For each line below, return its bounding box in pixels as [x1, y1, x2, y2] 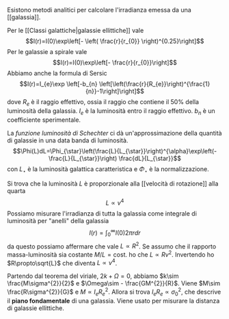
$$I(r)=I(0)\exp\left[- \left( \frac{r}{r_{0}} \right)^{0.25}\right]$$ [25, 37, 204, 45]
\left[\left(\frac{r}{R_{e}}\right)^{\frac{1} [98, 80, 211, 88]
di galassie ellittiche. [7, 304, 65, 312]
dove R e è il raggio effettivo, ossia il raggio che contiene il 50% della [7, 98, 200, 107]
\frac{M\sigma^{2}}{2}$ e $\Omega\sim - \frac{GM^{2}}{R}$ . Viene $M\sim [7, 279, 221, 288]
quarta [7, 187, 26, 195]
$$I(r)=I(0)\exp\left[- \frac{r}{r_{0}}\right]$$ [52, 58, 178, 66]
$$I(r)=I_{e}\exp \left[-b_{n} [19, 80, 98, 88]
